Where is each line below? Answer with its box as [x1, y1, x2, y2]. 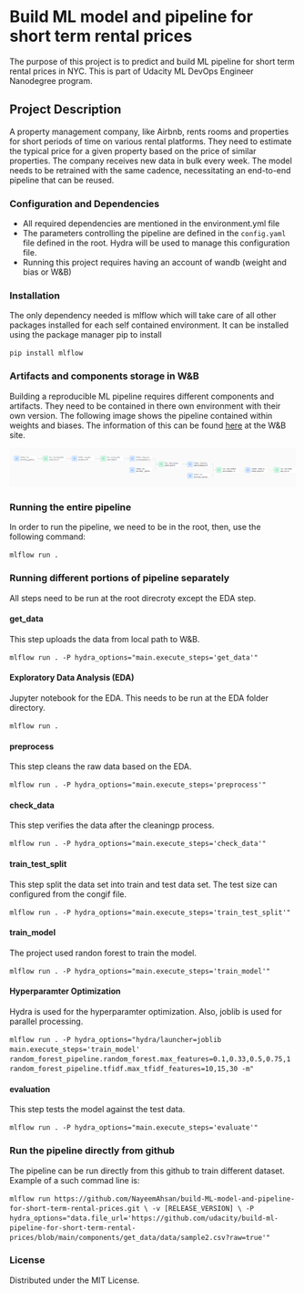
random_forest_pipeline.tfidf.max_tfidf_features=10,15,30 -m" [9, 1065, 255, 1074]
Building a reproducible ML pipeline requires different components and [9, 391, 275, 401]
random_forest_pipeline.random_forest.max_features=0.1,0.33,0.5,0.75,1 [9, 1055, 291, 1064]
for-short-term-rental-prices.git [9, 1204, 141, 1213]
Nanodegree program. [9, 75, 93, 86]
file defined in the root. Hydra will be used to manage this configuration [22, 237, 290, 248]
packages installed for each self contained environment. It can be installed [9, 319, 289, 330]
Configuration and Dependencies [9, 197, 160, 210]
